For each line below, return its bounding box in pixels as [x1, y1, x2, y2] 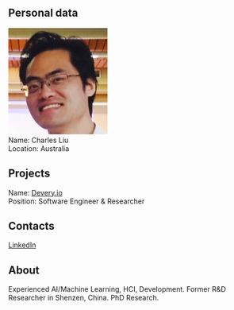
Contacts [8, 219, 56, 233]
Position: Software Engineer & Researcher [8, 196, 145, 206]
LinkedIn [8, 240, 36, 250]
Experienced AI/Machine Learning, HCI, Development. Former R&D [8, 285, 226, 294]
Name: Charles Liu [8, 135, 69, 145]
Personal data [8, 6, 79, 20]
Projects [8, 167, 51, 180]
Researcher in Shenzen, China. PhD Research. [8, 293, 159, 303]
